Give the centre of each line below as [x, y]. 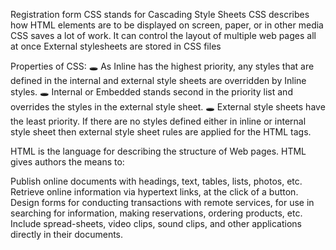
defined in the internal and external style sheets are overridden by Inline [158, 80]
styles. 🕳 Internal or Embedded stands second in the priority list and [151, 92]
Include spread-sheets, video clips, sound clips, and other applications [156, 223]
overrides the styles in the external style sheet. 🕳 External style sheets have [168, 107]
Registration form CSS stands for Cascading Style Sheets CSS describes [160, 14]
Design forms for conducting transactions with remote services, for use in [162, 202]
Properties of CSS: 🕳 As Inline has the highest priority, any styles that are [162, 66]
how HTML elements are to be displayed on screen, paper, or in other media [167, 25]
